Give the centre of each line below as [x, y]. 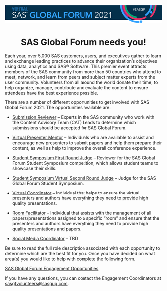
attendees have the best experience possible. [52, 93]
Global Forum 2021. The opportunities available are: [58, 108]
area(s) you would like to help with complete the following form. [70, 259]
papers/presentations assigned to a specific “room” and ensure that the [86, 218]
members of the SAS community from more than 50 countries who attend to [83, 72]
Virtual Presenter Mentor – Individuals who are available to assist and [83, 138]
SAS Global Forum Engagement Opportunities [52, 269]
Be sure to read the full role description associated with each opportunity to [83, 248]
